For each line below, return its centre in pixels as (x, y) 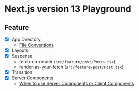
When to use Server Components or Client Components (76, 84)
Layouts (20, 50)
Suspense (22, 56)
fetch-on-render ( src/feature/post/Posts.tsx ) (67, 62)
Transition (22, 72)
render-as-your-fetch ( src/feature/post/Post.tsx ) (71, 67)
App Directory (26, 39)
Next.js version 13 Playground (68, 9)
